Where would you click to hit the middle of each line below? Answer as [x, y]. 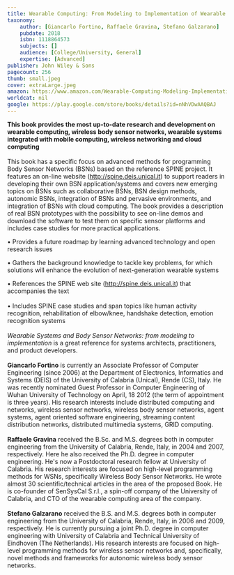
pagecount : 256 [29, 72]
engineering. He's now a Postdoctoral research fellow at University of [107, 461]
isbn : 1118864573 [45, 40]
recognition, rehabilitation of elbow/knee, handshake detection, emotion [110, 313]
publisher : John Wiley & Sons [51, 66]
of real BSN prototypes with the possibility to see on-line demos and [105, 213]
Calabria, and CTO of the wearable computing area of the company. [104, 498]
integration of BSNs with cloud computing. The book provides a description [115, 206]
